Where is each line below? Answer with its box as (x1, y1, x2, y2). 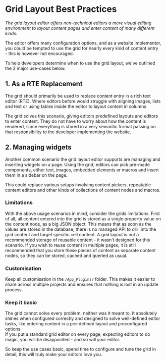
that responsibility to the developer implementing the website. (5, 129, 131, 135)
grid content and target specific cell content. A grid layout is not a (5, 231, 139, 237)
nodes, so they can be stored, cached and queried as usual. (5, 253, 128, 259)
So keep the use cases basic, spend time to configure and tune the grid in (5, 346, 156, 352)
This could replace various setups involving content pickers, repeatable (5, 182, 151, 188)
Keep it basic (5, 299, 37, 306)
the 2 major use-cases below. (5, 65, 66, 71)
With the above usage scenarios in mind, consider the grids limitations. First (5, 210, 160, 216)
